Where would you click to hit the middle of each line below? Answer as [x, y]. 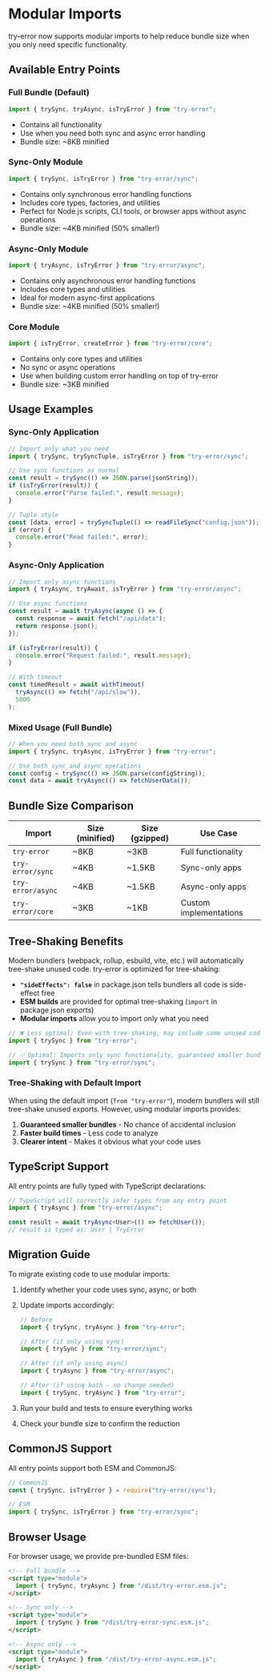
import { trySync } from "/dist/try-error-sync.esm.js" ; [112, 1623]
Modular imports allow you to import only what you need [114, 1018]
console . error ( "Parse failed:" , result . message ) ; [100, 493]
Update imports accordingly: [67, 1304]
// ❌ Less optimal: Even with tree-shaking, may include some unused [127, 1033]
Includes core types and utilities [72, 289]
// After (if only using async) [74, 1364]
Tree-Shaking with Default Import [75, 1083]
